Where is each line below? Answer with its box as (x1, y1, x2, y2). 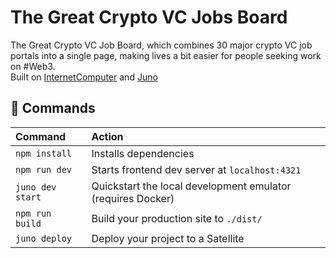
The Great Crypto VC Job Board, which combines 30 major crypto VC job (10, 39, 313, 51)
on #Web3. (10, 60, 56, 72)
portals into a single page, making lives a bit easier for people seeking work (10, 49, 322, 61)
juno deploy (15, 232, 73, 244)
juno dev (15, 181, 57, 193)
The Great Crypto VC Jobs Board (10, 6, 288, 29)
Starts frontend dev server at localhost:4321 (91, 162, 302, 176)
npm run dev (15, 164, 73, 175)
